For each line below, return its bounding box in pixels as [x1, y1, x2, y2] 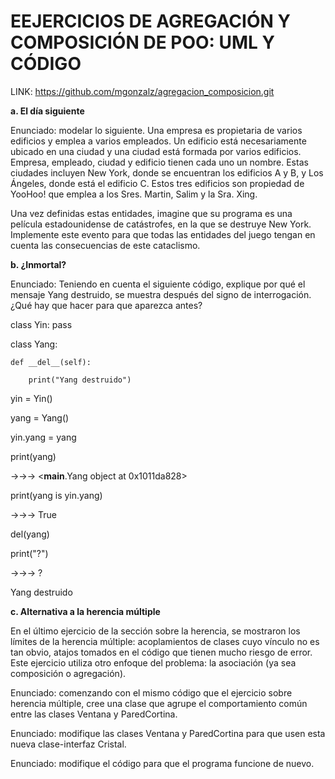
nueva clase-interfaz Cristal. [10, 738, 127, 750]
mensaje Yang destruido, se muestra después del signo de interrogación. [10, 288, 312, 300]
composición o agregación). [10, 667, 127, 679]
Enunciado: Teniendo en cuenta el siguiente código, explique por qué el [10, 278, 306, 290]
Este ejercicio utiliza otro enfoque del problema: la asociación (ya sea [10, 656, 297, 669]
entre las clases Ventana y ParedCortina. [10, 708, 178, 720]
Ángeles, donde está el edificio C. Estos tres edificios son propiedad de [10, 177, 305, 189]
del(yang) [10, 528, 50, 540]
